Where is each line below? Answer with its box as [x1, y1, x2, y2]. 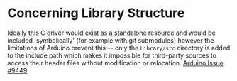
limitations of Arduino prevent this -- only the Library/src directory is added [7, 43, 231, 52]
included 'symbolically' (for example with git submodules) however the [7, 36, 214, 44]
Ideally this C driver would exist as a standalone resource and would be [7, 28, 216, 37]
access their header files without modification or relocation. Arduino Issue [7, 58, 224, 67]
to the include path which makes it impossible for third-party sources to [7, 51, 217, 60]
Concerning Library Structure [7, 5, 185, 21]
